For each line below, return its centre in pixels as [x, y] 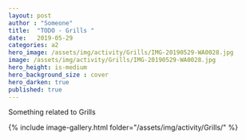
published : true [35, 89]
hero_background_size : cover [59, 75]
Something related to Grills [52, 112]
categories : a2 [34, 45]
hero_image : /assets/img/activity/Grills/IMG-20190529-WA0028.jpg [121, 52]
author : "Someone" [41, 23]
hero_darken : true [39, 82]
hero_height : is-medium [48, 68]
